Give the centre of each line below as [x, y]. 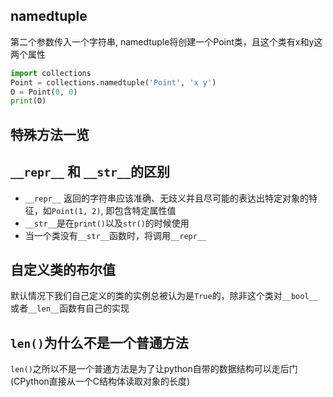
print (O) [28, 101]
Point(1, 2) [76, 211]
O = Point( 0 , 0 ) [44, 92]
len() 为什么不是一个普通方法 [99, 342]
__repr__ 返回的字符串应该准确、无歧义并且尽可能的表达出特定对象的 [167, 198]
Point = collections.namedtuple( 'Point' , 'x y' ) [113, 82]
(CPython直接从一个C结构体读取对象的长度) [100, 381]
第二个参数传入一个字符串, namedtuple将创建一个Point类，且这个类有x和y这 [166, 41]
